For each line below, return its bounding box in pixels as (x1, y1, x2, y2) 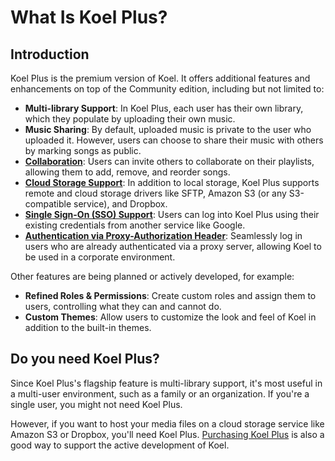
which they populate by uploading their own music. (24, 113, 236, 125)
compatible (24, 198, 72, 210)
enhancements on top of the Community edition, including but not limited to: (10, 83, 325, 95)
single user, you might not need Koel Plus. (10, 398, 183, 410)
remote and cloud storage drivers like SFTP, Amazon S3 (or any (24, 187, 287, 199)
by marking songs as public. (24, 145, 142, 156)
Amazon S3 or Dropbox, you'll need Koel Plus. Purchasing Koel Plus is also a (10, 428, 325, 440)
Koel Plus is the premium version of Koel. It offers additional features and (10, 72, 311, 84)
